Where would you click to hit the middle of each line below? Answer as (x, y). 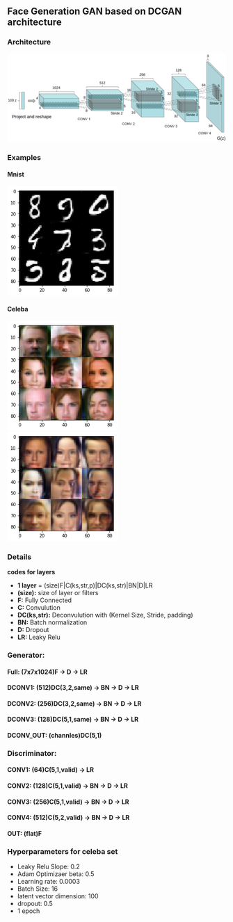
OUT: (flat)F (25, 833)
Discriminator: (32, 753)
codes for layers (31, 572)
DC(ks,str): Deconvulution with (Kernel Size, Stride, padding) (105, 615)
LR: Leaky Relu (39, 637)
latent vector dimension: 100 (58, 896)
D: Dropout (33, 630)
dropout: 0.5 (35, 904)
